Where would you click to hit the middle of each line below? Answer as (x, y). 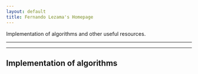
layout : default (26, 11)
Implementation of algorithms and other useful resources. (76, 33)
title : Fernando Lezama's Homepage (50, 17)
